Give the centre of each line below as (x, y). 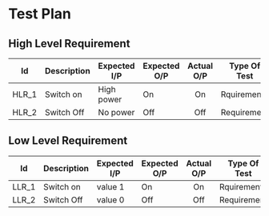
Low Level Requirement (68, 141)
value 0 (110, 199)
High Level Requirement (69, 44)
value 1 (110, 186)
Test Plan (40, 14)
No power (116, 112)
